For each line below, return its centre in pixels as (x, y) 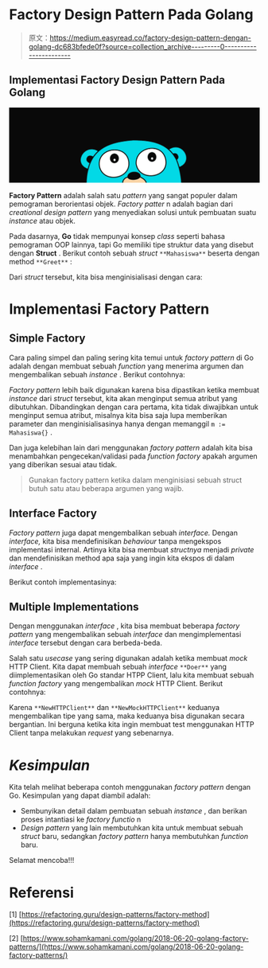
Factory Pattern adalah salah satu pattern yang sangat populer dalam (123, 195)
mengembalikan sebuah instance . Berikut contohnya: (97, 374)
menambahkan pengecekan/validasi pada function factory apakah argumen (133, 456)
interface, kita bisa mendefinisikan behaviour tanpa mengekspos (115, 541)
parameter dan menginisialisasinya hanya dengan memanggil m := (117, 423)
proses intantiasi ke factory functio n (81, 820)
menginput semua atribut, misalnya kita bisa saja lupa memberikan (118, 415)
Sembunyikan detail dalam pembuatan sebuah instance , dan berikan (134, 811)
